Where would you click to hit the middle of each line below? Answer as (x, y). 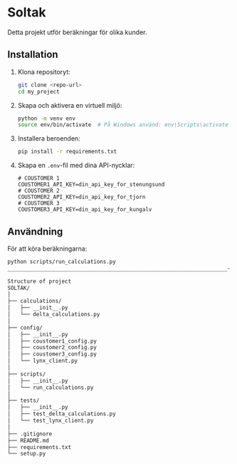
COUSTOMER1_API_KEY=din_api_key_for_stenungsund (91, 185)
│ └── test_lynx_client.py (51, 421)
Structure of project (39, 281)
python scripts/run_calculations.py (62, 261)
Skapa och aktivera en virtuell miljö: (70, 105)
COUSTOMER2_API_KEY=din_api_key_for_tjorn (81, 197)
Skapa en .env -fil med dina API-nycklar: (76, 166)
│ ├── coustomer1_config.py (52, 341)
